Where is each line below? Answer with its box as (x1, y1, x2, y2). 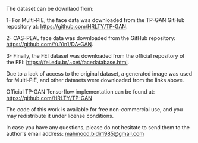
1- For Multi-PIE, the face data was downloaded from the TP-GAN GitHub (6, 17, 185, 23)
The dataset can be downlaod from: (6, 5, 94, 12)
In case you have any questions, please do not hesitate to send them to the (6, 124, 190, 130)
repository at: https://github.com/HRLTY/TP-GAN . (6, 23, 128, 30)
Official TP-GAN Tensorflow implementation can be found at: (6, 88, 155, 95)
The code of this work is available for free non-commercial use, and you (6, 106, 183, 113)
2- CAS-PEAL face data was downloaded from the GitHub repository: (6, 35, 176, 41)
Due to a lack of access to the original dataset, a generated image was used (6, 70, 193, 77)
